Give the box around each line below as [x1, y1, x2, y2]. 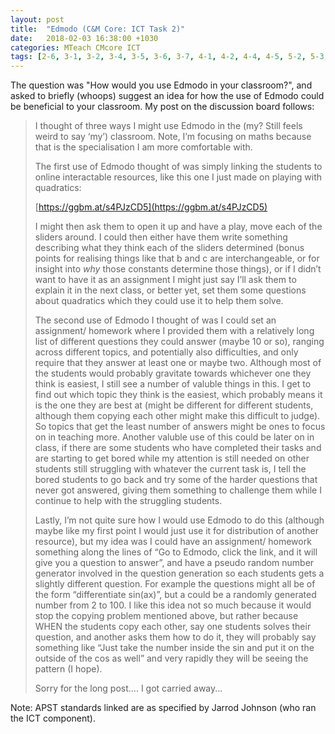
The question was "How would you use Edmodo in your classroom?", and [10, 79, 313, 91]
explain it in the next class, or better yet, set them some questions [34, 284, 307, 296]
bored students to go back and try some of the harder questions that [34, 474, 318, 486]
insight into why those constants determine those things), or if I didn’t [34, 263, 322, 275]
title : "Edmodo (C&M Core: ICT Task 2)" [10, 24, 186, 34]
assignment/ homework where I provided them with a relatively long [34, 325, 315, 337]
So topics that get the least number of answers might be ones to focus [34, 421, 326, 433]
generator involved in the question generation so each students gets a [34, 567, 325, 580]
